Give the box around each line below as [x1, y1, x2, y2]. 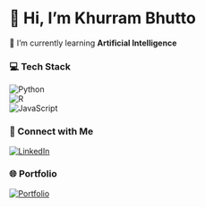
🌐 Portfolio [9, 168, 57, 180]
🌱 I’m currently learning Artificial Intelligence [9, 37, 177, 48]
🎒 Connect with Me [9, 125, 94, 137]
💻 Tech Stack [9, 60, 72, 72]
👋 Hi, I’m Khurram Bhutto [9, 8, 197, 29]
